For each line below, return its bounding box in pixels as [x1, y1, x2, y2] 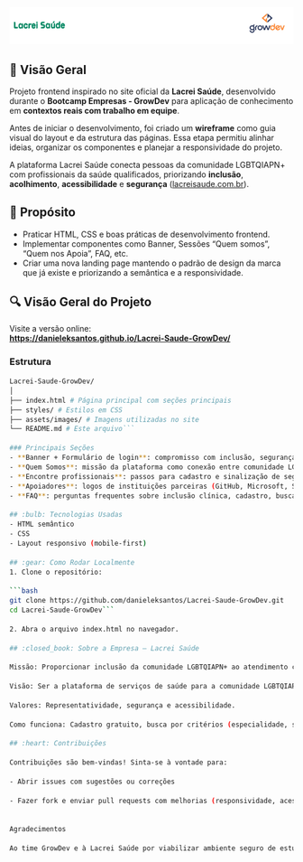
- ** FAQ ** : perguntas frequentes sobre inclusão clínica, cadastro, [9, 491, 272, 501]
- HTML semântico [9, 520, 75, 529]
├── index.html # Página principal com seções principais [9, 396, 232, 405]
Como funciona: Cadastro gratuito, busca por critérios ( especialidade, [9, 720, 289, 729]
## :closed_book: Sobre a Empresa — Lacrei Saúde [9, 643, 200, 652]
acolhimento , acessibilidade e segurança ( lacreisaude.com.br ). [9, 179, 250, 190]
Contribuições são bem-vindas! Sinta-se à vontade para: [9, 758, 228, 767]
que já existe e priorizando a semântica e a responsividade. [22, 267, 243, 277]
